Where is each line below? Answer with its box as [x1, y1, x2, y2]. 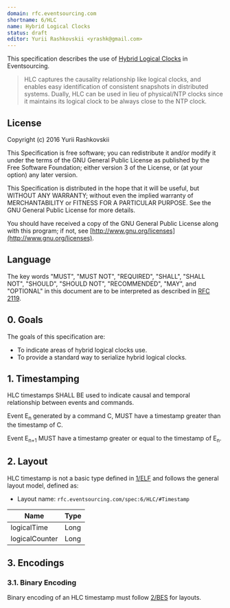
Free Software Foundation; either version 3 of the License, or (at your [7, 163, 203, 171]
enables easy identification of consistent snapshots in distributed [23, 83, 209, 91]
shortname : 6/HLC [7, 17, 57, 23]
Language [7, 254, 51, 266]
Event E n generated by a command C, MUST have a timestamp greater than [7, 412, 221, 422]
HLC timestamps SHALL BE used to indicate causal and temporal [7, 391, 191, 399]
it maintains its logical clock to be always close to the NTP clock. [23, 97, 207, 105]
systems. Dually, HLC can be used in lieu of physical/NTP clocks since [23, 90, 223, 98]
